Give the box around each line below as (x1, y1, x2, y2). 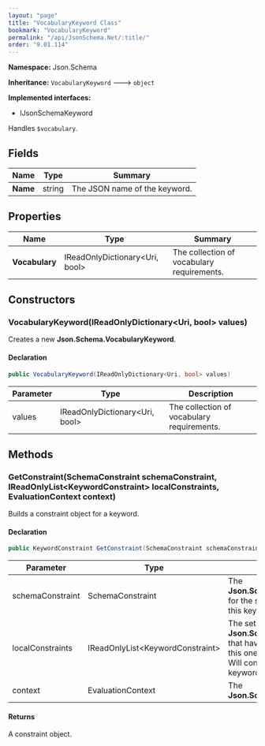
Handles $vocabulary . (8, 124, 78, 133)
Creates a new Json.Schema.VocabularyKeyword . (8, 334, 176, 344)
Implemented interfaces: (8, 93, 91, 103)
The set (228, 618, 256, 629)
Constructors (8, 293, 76, 307)
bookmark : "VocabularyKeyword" (8, 26, 111, 34)
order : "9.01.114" (8, 41, 69, 49)
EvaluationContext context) (8, 490, 116, 502)
